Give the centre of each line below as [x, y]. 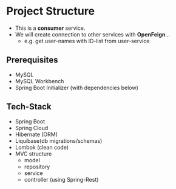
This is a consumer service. [50, 28]
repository [37, 167]
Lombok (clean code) [42, 147]
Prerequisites [32, 60]
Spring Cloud [32, 128]
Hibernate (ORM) [36, 134]
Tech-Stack [29, 107]
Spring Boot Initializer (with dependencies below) [76, 88]
